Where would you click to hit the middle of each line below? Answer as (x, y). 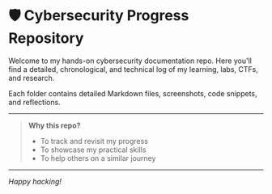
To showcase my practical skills (93, 150)
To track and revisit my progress (94, 141)
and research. (32, 78)
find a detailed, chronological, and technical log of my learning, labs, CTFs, (134, 69)
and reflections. (34, 102)
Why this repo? (54, 125)
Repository (46, 38)
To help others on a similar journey (98, 158)
